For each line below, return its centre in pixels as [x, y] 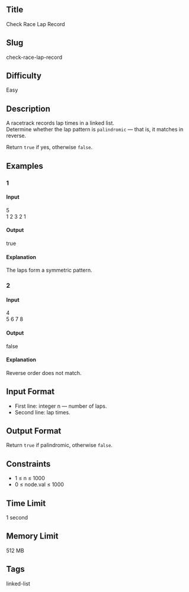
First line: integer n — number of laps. [61, 406]
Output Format [34, 431]
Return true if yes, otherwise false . [49, 147]
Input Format [31, 392]
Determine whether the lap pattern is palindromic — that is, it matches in [95, 130]
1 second [17, 517]
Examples [25, 166]
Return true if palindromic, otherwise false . [59, 445]
